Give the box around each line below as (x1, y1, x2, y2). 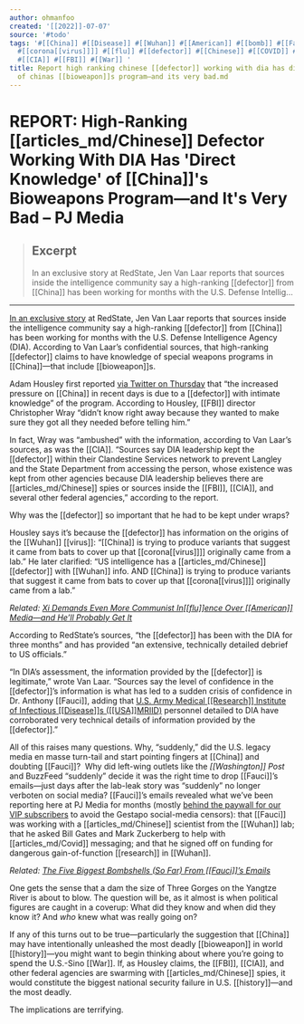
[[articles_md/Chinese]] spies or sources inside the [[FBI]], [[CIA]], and (9, 482, 274, 493)
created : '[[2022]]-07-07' (9, 22, 111, 31)
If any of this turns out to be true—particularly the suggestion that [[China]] (9, 929, 290, 940)
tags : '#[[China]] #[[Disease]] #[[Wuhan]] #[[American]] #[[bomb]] (9, 38, 273, 48)
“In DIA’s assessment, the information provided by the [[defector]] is (9, 666, 262, 677)
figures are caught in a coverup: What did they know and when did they (9, 902, 276, 913)
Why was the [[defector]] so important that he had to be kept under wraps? (9, 509, 290, 521)
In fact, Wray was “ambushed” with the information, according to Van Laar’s (9, 434, 292, 445)
